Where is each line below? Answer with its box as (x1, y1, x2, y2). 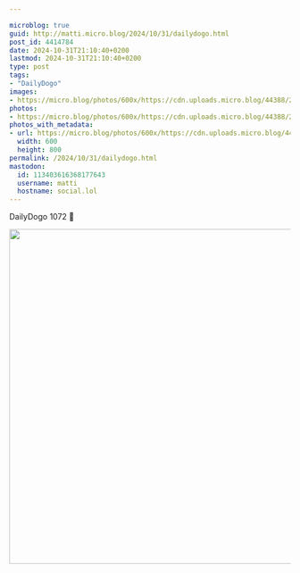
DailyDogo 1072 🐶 (9, 212, 75, 222)
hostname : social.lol (17, 187, 98, 196)
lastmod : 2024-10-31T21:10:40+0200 (9, 54, 142, 63)
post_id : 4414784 (9, 37, 74, 46)
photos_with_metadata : (9, 120, 94, 129)
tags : (9, 71, 29, 80)
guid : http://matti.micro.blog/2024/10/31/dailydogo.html (9, 29, 229, 38)
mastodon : (9, 162, 46, 170)
